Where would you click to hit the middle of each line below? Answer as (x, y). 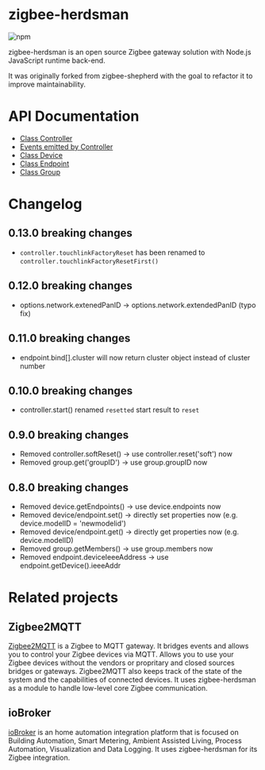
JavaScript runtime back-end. (57, 60)
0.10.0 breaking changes (71, 391)
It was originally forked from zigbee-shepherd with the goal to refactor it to (131, 75)
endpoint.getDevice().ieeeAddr (70, 565)
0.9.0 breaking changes (69, 435)
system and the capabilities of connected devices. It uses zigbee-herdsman (132, 680)
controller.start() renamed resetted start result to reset (109, 410)
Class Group (40, 171)
